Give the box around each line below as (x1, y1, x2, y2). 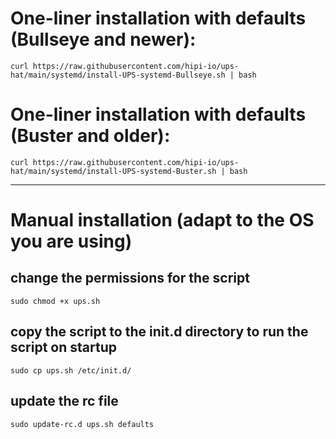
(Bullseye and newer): (10, 28, 197, 51)
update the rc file (10, 393, 119, 410)
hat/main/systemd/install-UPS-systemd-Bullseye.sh (10, 70, 226, 80)
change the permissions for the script (10, 270, 250, 287)
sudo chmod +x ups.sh (10, 296, 101, 306)
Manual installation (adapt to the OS (10, 209, 315, 232)
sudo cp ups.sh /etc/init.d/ (10, 365, 132, 376)
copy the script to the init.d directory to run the (10, 323, 309, 341)
